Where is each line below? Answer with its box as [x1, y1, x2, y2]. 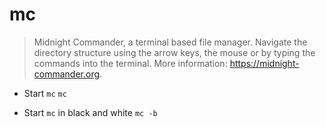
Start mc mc [23, 87, 67, 99]
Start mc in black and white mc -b [23, 106, 158, 118]
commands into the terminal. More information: [33, 57, 228, 69]
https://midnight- [229, 57, 300, 69]
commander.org [33, 68, 101, 80]
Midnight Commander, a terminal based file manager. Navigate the [33, 36, 308, 48]
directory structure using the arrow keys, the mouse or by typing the [33, 46, 316, 58]
